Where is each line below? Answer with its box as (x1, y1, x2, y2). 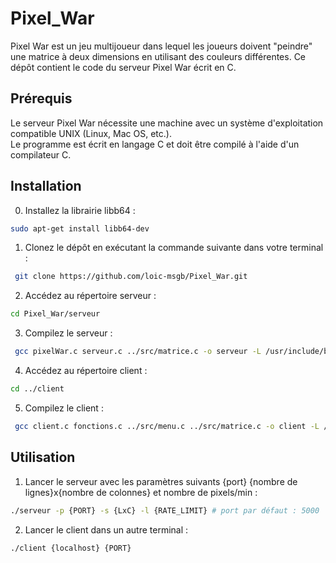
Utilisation (10, 449, 76, 466)
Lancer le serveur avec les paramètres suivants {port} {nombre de (24, 475, 298, 487)
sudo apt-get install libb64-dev (10, 223, 150, 234)
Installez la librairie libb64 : (24, 204, 136, 216)
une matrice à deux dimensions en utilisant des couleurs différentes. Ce (10, 50, 307, 62)
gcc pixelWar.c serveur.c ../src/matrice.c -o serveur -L (14, 347, 262, 357)
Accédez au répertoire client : (24, 365, 148, 377)
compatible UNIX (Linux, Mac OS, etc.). (10, 127, 172, 139)
